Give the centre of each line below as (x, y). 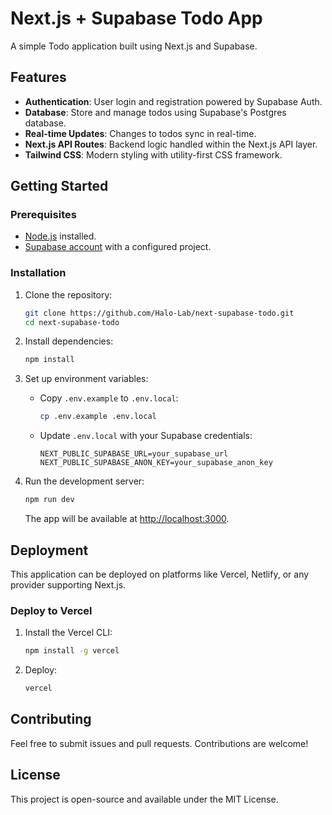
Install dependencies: (69, 341)
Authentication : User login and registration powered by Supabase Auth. (173, 101)
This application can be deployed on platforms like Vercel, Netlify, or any (160, 574)
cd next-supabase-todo (72, 322)
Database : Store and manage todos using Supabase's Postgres (155, 112)
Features (38, 77)
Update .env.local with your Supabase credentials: (146, 436)
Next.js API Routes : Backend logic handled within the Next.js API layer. (171, 144)
